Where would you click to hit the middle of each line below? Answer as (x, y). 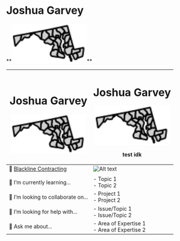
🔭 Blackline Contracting (38, 169)
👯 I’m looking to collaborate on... (48, 197)
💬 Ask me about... (30, 227)
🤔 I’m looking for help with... (43, 212)
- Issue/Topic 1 (112, 208)
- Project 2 (107, 200)
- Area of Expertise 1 (119, 223)
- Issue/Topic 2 (112, 215)
